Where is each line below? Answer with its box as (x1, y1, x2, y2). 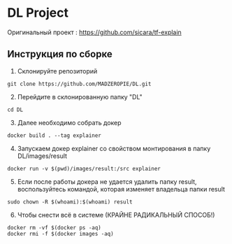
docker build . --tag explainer (7, 131, 101, 139)
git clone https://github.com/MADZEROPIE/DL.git (7, 80, 152, 87)
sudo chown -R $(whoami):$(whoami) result (7, 198, 133, 206)
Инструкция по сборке (7, 48, 113, 60)
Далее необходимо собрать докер (17, 118, 122, 127)
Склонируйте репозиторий (17, 66, 98, 75)
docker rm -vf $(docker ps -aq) (7, 224, 101, 231)
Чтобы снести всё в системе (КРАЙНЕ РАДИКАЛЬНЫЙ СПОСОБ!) (17, 210, 215, 219)
